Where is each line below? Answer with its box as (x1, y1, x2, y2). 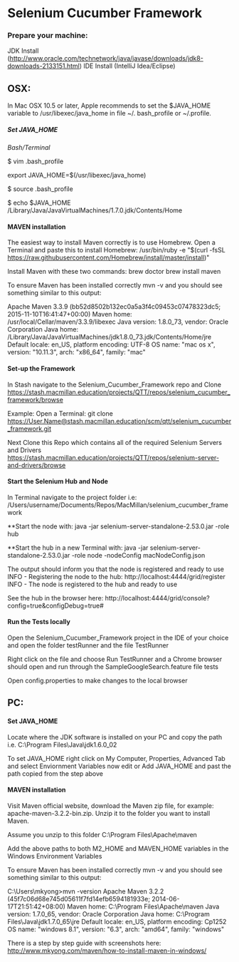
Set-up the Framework (7, 364, 76, 373)
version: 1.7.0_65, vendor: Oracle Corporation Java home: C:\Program (7, 909, 210, 918)
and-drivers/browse (7, 461, 66, 469)
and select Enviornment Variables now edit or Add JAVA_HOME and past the (7, 762, 231, 770)
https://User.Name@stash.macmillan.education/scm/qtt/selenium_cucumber (7, 416, 232, 425)
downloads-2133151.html (7, 62, 80, 71)
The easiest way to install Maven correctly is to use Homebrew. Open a (7, 238, 216, 247)
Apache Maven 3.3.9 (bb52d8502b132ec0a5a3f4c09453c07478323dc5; (7, 302, 221, 311)
